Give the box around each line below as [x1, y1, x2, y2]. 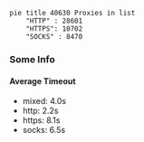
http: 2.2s [22, 105, 59, 117]
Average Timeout [9, 75, 76, 86]
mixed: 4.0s [22, 96, 66, 107]
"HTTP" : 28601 [25, 16, 83, 25]
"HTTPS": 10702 [25, 24, 83, 33]
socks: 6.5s [22, 125, 66, 136]
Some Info [9, 52, 56, 65]
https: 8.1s [22, 115, 61, 126]
